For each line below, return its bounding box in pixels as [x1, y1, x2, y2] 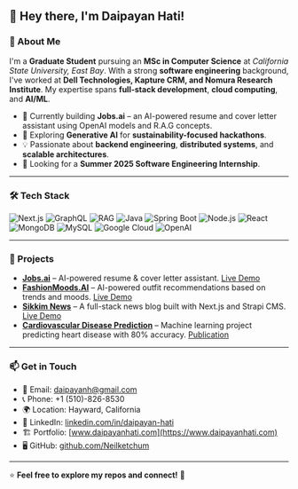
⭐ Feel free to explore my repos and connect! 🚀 [9, 469, 185, 480]
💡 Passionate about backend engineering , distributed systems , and [21, 138, 274, 149]
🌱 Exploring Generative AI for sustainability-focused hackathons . [21, 130, 267, 140]
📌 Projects [9, 252, 55, 264]
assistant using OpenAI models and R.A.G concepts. [21, 120, 213, 130]
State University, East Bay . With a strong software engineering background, [9, 65, 289, 75]
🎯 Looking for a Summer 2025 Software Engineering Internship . [21, 158, 261, 169]
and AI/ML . [9, 93, 51, 104]
